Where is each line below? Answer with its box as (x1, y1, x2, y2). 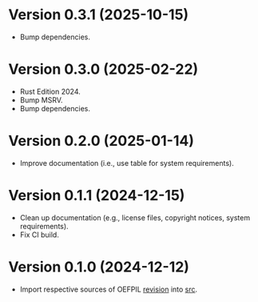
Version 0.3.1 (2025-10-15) (8, 6, 189, 24)
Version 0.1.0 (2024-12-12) (8, 258, 190, 276)
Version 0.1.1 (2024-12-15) (8, 187, 185, 204)
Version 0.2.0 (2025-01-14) (8, 132, 194, 150)
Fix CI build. (19, 230, 60, 240)
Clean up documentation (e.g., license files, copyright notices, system (19, 212, 250, 222)
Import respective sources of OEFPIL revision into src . (19, 284, 198, 294)
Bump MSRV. (19, 95, 63, 105)
